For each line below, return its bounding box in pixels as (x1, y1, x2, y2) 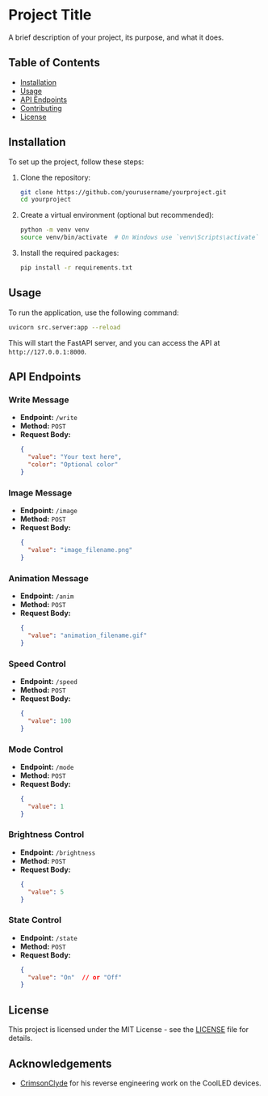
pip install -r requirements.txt (19, 264, 133, 272)
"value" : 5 (27, 888, 65, 896)
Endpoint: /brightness (19, 847, 96, 857)
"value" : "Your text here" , (27, 453, 123, 461)
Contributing (19, 103, 62, 113)
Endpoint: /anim (19, 591, 74, 601)
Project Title (8, 6, 92, 24)
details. (8, 1034, 33, 1043)
